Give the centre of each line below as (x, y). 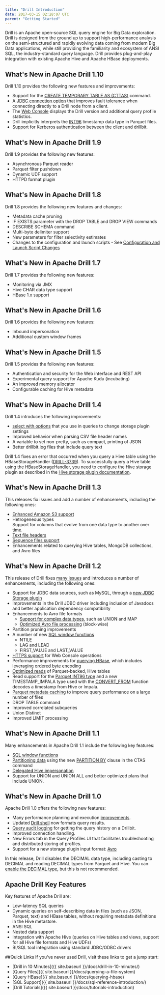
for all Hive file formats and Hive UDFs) (52, 942)
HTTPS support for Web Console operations (57, 655)
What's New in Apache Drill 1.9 (53, 142)
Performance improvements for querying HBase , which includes (77, 660)
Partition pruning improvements (44, 629)
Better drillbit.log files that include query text (57, 447)
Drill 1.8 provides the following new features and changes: (64, 206)
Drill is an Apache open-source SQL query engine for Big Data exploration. (81, 33)
